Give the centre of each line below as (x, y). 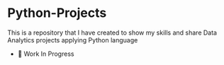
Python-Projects (57, 13)
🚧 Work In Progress (46, 54)
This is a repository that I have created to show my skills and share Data (112, 32)
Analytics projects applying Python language (73, 40)
